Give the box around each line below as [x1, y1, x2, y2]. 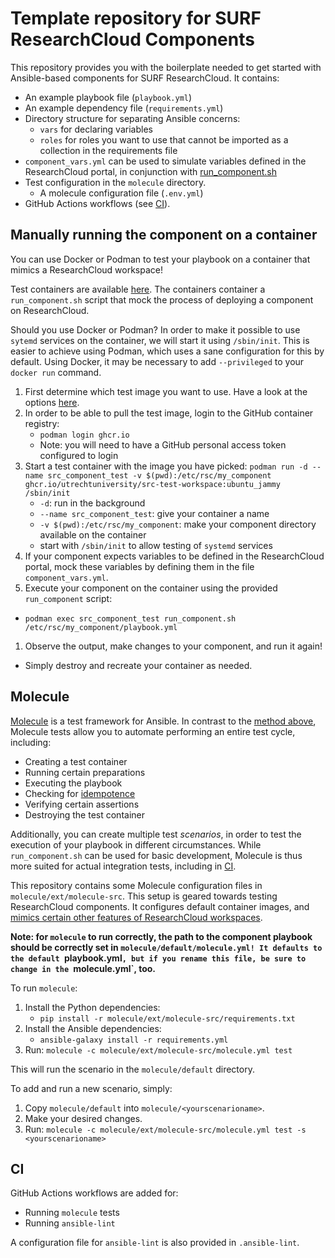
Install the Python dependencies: [24, 1001, 161, 1013]
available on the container [39, 528, 147, 541]
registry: [24, 417, 60, 429]
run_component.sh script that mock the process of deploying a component [10, 293, 314, 306]
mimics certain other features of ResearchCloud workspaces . [10, 911, 263, 923]
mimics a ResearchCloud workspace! [10, 263, 163, 276]
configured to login [39, 449, 119, 461]
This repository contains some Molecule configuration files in [10, 879, 263, 891]
